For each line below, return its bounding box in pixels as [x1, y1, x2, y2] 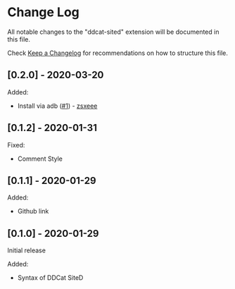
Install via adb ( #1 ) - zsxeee [17, 102, 98, 110]
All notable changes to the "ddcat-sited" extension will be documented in [7, 27, 220, 36]
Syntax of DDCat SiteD [17, 273, 84, 282]
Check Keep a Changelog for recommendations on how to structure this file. [7, 49, 229, 57]
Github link [17, 207, 49, 216]
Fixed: [7, 140, 25, 149]
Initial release [7, 246, 46, 254]
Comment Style [17, 154, 63, 163]
